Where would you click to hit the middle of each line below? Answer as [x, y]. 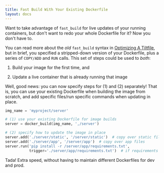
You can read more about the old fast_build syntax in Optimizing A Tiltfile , [80, 48]
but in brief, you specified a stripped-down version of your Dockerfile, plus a [82, 53]
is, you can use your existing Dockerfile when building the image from [75, 91]
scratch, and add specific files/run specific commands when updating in [78, 96]
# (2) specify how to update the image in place [55, 133]
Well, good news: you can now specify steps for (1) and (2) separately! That [81, 86]
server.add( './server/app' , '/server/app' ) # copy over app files [75, 141]
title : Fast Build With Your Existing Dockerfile [57, 9]
